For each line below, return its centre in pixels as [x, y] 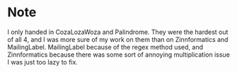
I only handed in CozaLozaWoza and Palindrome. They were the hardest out [118, 32]
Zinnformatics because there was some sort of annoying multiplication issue [118, 55]
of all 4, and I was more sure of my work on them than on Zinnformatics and [118, 39]
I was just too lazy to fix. [42, 62]
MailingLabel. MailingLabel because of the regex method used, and [105, 47]
